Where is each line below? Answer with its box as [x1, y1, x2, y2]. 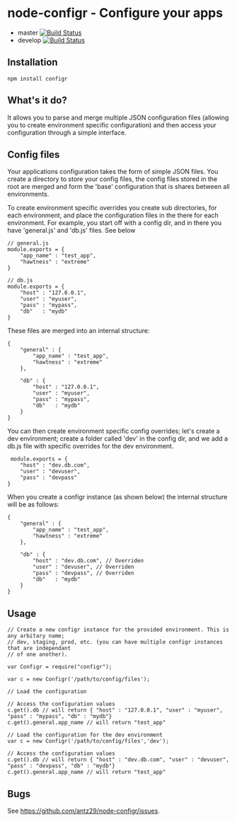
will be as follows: [7, 500, 59, 509]
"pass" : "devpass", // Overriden [33, 569, 134, 577]
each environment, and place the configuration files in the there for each [7, 211, 219, 220]
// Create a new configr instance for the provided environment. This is [7, 626, 230, 634]
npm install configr [7, 75, 69, 82]
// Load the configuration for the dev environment [7, 731, 163, 739]
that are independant [7, 645, 71, 652]
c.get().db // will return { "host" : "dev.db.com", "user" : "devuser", [7, 756, 230, 763]
